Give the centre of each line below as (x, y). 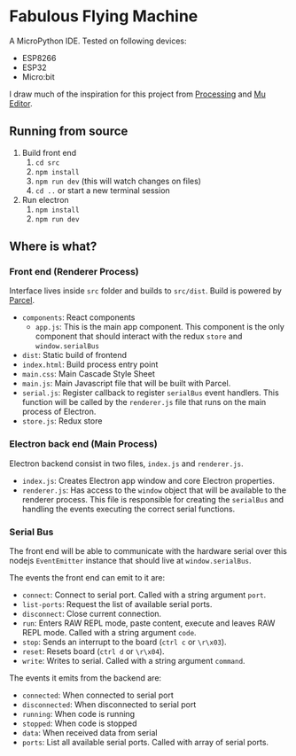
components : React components (78, 317)
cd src (47, 163)
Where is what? (53, 247)
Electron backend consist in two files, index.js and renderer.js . (126, 464)
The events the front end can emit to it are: (87, 578)
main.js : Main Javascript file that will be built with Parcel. (126, 384)
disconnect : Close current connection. (92, 614)
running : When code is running (78, 714)
